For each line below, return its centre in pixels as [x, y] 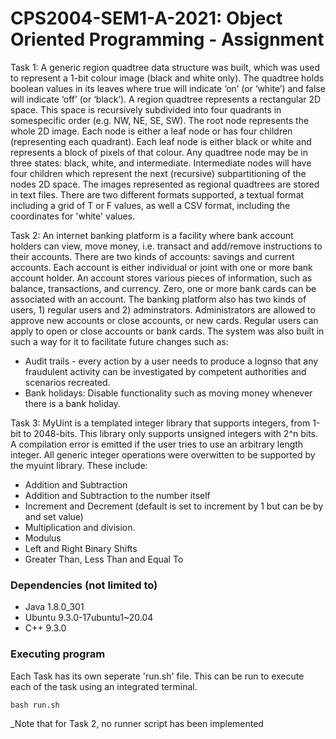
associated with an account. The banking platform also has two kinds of [158, 299]
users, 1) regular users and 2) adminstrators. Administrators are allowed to [163, 309]
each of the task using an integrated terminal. [104, 686]
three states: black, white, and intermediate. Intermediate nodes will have [161, 163]
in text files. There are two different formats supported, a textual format [157, 194]
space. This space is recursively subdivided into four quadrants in [146, 109]
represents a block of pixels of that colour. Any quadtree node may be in [159, 152]
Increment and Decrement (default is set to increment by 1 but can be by [174, 506]
